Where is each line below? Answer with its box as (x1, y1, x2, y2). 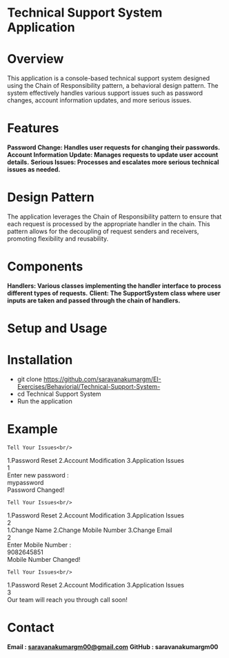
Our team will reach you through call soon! (7, 596, 128, 603)
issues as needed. (7, 165, 61, 174)
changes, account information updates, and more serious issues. (7, 96, 192, 104)
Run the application (17, 397, 72, 405)
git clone (17, 375, 43, 383)
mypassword (7, 479, 44, 486)
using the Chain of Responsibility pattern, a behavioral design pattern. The (7, 82, 219, 90)
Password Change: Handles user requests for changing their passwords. (7, 143, 221, 152)
